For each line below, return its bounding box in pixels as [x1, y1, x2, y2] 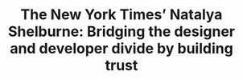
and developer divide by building [10, 40, 233, 57]
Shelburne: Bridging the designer [7, 22, 236, 41]
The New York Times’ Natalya [20, 6, 223, 24]
